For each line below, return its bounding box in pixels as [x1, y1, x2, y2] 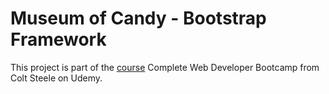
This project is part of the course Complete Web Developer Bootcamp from [10, 61, 320, 73]
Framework [10, 28, 107, 51]
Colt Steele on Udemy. [10, 72, 103, 84]
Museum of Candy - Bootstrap [10, 7, 267, 30]
